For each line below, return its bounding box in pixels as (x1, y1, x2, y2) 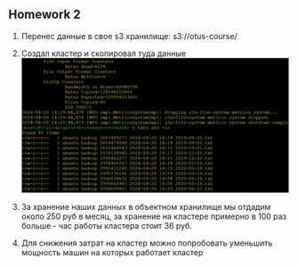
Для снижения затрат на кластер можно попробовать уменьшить (20, 238, 273, 248)
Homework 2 (8, 7, 81, 22)
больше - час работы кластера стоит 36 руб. (20, 220, 193, 230)
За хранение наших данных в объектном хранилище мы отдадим (20, 201, 271, 212)
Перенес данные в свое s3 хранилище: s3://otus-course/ (20, 30, 238, 41)
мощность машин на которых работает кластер (20, 246, 204, 257)
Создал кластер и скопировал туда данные (20, 48, 187, 59)
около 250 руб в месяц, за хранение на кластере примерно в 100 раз (20, 211, 286, 222)
